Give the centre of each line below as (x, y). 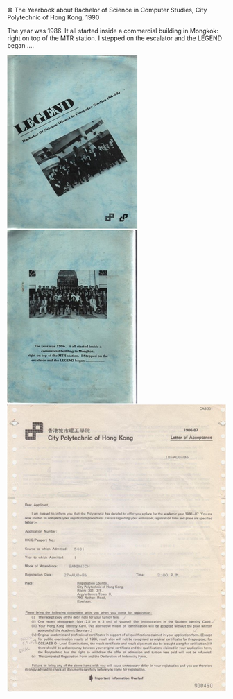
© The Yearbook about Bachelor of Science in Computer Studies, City (107, 10)
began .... (21, 45)
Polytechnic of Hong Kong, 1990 (53, 17)
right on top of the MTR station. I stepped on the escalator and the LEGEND (115, 38)
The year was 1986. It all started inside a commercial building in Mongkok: (113, 31)
